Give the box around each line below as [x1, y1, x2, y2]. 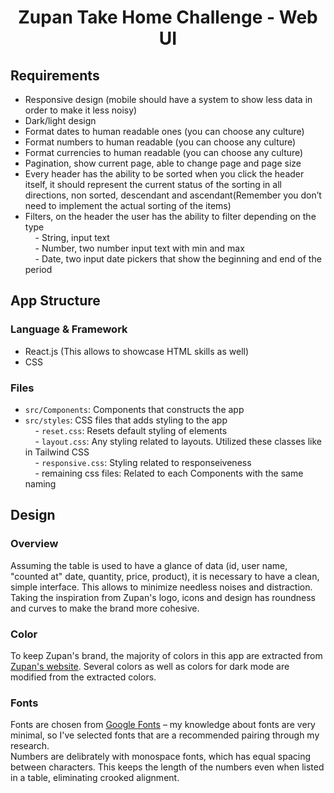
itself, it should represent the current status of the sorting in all [24, 179, 282, 190]
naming [24, 477, 57, 490]
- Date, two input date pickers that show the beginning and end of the [34, 253, 322, 265]
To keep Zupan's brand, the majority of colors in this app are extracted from [10, 649, 323, 661]
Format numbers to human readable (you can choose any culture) [24, 136, 297, 148]
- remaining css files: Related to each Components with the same [34, 467, 304, 479]
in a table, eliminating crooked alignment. [10, 772, 180, 784]
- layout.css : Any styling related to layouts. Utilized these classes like [34, 435, 322, 447]
